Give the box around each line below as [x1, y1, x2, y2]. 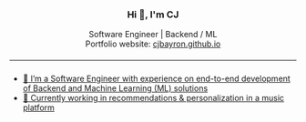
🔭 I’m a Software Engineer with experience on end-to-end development [22, 73, 291, 85]
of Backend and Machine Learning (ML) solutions [22, 83, 209, 94]
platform [22, 102, 55, 113]
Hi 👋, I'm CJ [127, 8, 179, 21]
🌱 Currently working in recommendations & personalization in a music [22, 93, 285, 104]
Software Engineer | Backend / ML [88, 29, 218, 40]
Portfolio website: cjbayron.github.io [85, 38, 221, 49]
